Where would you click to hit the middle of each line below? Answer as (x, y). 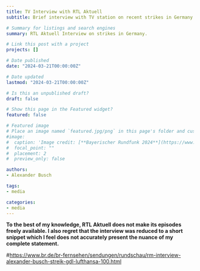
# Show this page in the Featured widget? (60, 110)
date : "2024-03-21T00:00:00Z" (44, 66)
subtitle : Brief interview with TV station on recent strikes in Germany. (101, 17)
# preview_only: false (36, 159)
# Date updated (25, 77)
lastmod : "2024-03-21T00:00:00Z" (48, 82)
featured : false (26, 115)
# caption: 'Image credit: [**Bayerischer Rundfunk (73, 142)
